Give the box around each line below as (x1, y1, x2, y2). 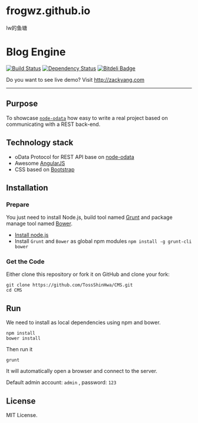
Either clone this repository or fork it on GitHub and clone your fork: (6, 271, 170, 278)
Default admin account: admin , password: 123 (6, 379, 117, 386)
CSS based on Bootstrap (14, 166, 75, 173)
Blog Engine (6, 45, 66, 59)
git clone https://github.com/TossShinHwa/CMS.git (6, 282, 133, 288)
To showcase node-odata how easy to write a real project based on (6, 114, 168, 121)
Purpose (6, 99, 38, 109)
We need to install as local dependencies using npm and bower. (6, 319, 161, 326)
